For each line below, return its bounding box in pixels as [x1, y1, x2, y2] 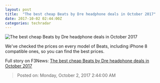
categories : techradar [5, 20, 51, 26]
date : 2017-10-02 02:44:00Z [5, 16, 62, 21]
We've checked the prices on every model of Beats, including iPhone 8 [5, 43, 148, 49]
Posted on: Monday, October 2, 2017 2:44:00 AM [17, 72, 116, 78]
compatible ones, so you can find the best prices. [5, 49, 105, 54]
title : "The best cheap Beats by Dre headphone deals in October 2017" [5, 12, 156, 17]
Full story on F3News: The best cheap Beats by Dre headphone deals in [5, 58, 150, 64]
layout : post [5, 7, 32, 12]
